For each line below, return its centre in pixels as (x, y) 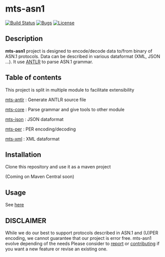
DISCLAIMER (26, 221)
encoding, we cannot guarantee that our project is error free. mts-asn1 (78, 238)
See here (15, 205)
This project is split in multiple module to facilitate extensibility (70, 90)
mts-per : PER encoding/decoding (41, 129)
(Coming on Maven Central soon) (40, 177)
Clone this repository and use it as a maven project (58, 167)
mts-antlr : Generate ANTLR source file (46, 100)
